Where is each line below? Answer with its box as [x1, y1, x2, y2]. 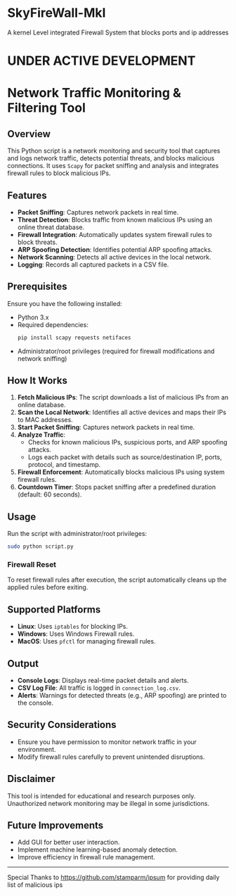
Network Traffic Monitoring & [7, 85, 181, 101]
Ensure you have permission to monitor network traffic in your [17, 737, 197, 746]
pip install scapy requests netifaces [17, 334, 131, 341]
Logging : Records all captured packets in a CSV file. [17, 260, 169, 269]
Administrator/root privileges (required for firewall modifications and [17, 347, 215, 355]
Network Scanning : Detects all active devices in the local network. [17, 252, 211, 261]
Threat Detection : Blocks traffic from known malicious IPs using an [17, 215, 213, 224]
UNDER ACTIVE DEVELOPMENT [7, 53, 196, 69]
